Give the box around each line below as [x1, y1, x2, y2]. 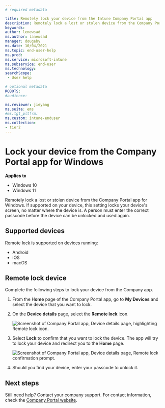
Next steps [5, 379, 39, 387]
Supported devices [5, 227, 65, 235]
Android [12, 249, 28, 255]
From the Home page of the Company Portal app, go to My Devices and [12, 296, 159, 302]
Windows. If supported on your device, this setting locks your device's [5, 202, 148, 208]
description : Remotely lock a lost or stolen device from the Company [5, 21, 153, 25]
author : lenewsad [5, 30, 41, 35]
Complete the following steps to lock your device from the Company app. [5, 287, 153, 293]
